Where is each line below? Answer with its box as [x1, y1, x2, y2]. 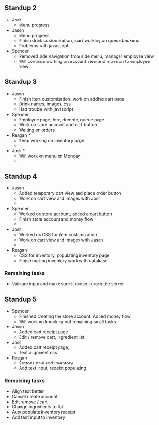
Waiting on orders [19, 127, 55, 133]
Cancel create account [11, 393, 58, 399]
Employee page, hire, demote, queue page [19, 117, 105, 122]
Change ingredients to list [11, 404, 64, 409]
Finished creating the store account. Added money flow [19, 313, 131, 319]
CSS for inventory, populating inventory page [19, 252, 110, 258]
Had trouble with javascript [19, 106, 74, 112]
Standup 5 [4, 295, 37, 304]
